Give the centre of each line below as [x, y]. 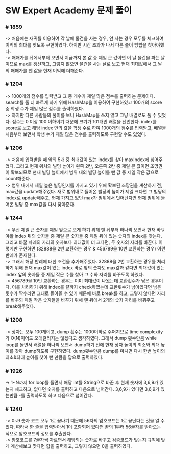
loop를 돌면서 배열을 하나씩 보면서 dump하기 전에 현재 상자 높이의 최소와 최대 [82, 344]
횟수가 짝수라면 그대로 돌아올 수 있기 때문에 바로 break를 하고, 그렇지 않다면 [81, 293]
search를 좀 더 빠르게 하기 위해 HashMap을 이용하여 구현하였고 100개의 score [84, 102]
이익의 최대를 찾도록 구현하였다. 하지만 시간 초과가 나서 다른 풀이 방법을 [76, 45]
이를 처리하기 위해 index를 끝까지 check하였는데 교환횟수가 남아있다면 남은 [87, 287]
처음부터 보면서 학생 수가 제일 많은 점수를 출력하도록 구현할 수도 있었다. [76, 134]
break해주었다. [20, 306]
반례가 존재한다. [21, 255]
